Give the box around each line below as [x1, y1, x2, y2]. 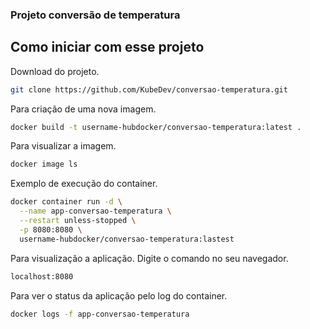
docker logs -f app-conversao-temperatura [10, 309, 190, 319]
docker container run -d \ [10, 197, 123, 207]
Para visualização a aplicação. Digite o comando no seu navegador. [10, 252, 289, 264]
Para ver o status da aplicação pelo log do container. [10, 289, 228, 302]
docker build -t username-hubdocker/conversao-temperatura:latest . [10, 122, 302, 132]
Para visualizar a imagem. [10, 140, 117, 152]
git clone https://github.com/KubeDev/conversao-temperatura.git [10, 84, 288, 95]
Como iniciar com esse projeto [10, 39, 205, 56]
